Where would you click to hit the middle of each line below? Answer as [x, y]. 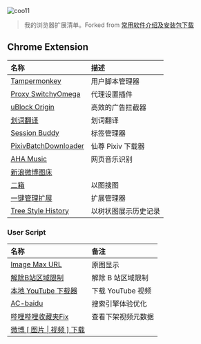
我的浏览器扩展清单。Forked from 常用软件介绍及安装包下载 [109, 25]
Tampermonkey [36, 81]
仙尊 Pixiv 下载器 [118, 146]
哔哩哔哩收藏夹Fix [40, 317]
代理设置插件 [112, 94]
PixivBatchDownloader [48, 145]
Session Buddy [35, 133]
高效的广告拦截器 [119, 107]
